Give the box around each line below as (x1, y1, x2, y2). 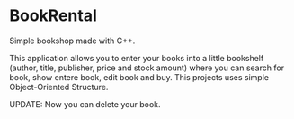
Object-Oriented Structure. (9, 81, 109, 92)
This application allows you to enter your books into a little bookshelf (9, 52, 264, 63)
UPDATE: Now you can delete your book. (9, 98, 161, 109)
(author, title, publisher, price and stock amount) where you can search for (9, 62, 285, 73)
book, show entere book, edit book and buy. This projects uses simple (9, 71, 270, 82)
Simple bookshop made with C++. (9, 35, 136, 46)
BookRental (9, 5, 97, 26)
